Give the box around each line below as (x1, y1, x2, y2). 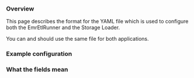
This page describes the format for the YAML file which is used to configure (6, 18, 189, 25)
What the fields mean (6, 66, 68, 74)
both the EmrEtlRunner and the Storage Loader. (6, 24, 120, 31)
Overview (6, 5, 34, 13)
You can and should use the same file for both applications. (6, 36, 149, 42)
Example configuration (6, 50, 72, 58)
